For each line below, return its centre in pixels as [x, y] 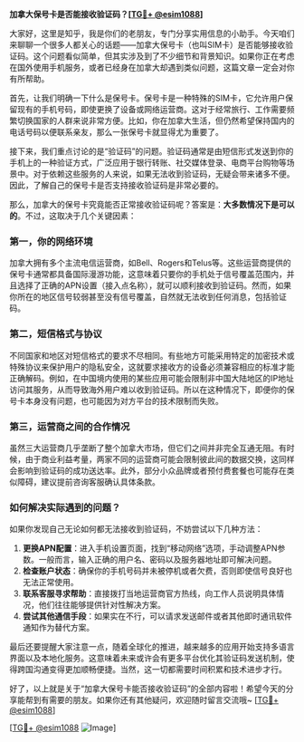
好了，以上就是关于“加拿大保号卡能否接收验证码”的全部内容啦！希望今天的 [148, 689]
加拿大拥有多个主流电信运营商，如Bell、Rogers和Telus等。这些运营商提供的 [150, 263]
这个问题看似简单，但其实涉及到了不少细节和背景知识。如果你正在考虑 [164, 56]
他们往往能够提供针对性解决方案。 [102, 605]
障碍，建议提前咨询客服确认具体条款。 [88, 482]
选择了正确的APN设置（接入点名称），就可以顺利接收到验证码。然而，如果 [154, 285]
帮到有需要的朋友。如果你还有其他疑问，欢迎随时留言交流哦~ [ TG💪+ [152, 700]
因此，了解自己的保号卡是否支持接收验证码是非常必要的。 [116, 185]
